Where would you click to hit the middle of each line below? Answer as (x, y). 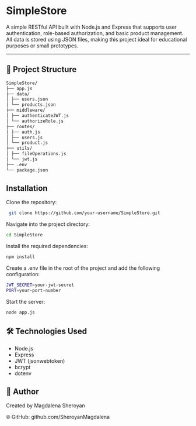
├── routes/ (20, 126)
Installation (27, 188)
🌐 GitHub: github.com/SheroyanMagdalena (58, 417)
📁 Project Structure (41, 69)
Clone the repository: (32, 202)
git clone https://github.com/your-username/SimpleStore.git (84, 213)
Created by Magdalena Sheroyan (46, 406)
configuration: (23, 274)
